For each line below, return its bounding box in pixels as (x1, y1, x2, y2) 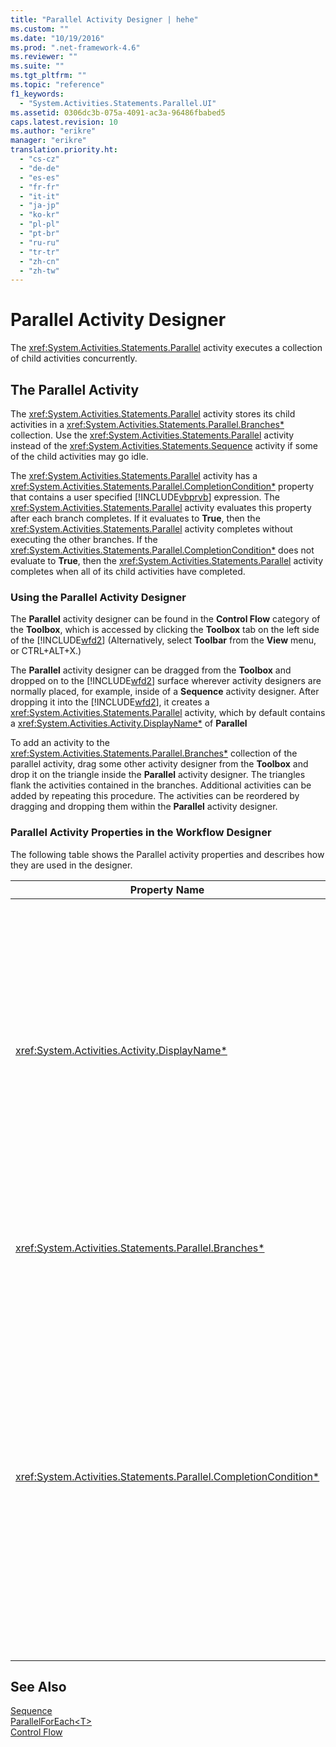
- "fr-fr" (19, 182, 60, 192)
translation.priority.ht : (10, 145, 118, 155)
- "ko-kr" (19, 210, 60, 220)
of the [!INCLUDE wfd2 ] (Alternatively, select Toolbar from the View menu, (10, 634, 317, 646)
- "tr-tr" (19, 247, 60, 257)
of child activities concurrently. (10, 352, 138, 365)
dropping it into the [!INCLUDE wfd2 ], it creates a (10, 696, 210, 708)
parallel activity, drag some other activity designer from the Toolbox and (10, 758, 309, 770)
